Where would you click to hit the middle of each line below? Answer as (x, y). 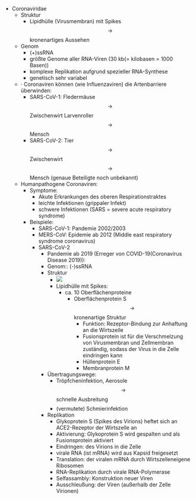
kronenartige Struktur (100, 317)
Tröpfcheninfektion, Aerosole (92, 381)
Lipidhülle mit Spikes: (82, 286)
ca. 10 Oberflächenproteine (98, 292)
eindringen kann (103, 355)
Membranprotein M (106, 368)
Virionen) (67, 491)
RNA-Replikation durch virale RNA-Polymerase (113, 472)
